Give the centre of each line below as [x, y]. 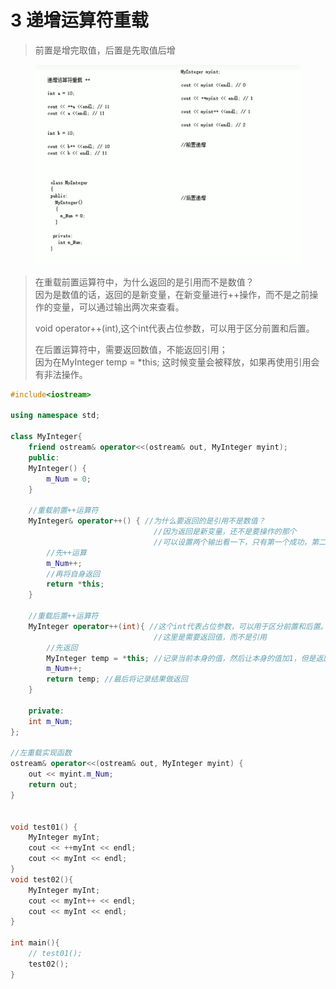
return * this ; [75, 584]
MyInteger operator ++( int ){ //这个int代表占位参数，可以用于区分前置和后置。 [178, 626]
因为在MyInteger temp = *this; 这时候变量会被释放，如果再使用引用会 [177, 362]
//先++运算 [66, 552]
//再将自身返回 [73, 574]
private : [46, 711]
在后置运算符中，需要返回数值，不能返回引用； [131, 349]
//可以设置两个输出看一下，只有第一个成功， [232, 542]
